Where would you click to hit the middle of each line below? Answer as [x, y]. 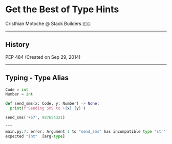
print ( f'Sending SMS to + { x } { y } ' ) [48, 108]
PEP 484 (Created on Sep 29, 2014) [43, 57]
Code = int [17, 90]
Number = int [19, 94]
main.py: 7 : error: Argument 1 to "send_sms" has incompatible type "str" [86, 131]
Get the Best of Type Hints [62, 9]
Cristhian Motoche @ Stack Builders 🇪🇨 [48, 23]
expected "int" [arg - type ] [35, 136]
